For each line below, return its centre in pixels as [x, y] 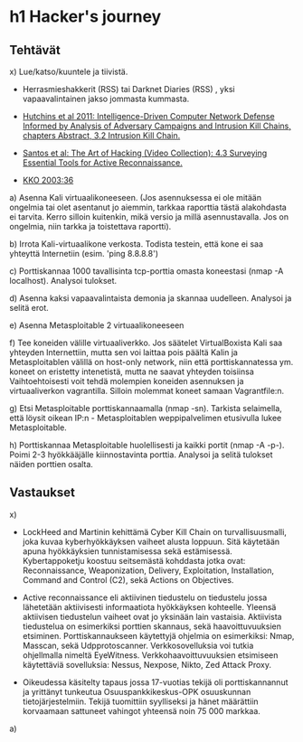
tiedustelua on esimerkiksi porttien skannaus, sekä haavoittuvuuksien [152, 626]
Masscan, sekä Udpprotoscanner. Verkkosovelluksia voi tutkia [138, 645]
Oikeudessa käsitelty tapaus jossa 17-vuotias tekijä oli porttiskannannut [155, 682]
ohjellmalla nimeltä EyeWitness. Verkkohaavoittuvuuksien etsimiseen [150, 655]
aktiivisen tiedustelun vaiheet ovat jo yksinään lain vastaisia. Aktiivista [152, 616]
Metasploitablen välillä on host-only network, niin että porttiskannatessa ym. [151, 362]
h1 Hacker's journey [85, 17]
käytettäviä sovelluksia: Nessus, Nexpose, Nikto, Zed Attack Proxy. [147, 664]
